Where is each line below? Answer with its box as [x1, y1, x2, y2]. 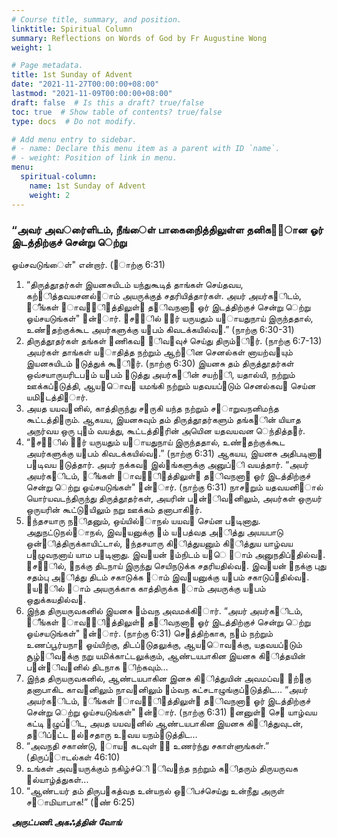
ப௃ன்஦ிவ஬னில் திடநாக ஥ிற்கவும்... [25, 661, 169, 673]
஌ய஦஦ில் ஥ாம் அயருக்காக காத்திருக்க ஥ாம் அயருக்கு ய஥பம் [25, 582, 266, 594]
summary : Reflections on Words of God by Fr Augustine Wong [11, 33, 268, 43]
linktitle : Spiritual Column [11, 24, 133, 34]
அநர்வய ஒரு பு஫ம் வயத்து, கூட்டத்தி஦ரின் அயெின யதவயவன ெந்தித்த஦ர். [25, 424, 306, 436]
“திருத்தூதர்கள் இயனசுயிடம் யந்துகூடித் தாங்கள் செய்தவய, [25, 278, 244, 290]
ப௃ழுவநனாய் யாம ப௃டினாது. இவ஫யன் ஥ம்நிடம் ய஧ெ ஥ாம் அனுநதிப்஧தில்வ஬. [25, 548, 326, 560]
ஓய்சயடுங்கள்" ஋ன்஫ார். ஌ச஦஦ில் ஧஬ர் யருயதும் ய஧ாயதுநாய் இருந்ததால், [25, 312, 314, 324]
